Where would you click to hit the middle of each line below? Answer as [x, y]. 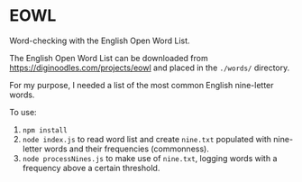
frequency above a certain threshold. [91, 168]
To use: [23, 112]
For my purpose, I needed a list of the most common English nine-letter [142, 85]
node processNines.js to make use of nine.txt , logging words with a [150, 158]
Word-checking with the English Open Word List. [100, 41]
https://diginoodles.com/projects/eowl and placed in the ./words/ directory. [150, 68]
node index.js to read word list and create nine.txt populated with [147, 139]
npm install [45, 130]
